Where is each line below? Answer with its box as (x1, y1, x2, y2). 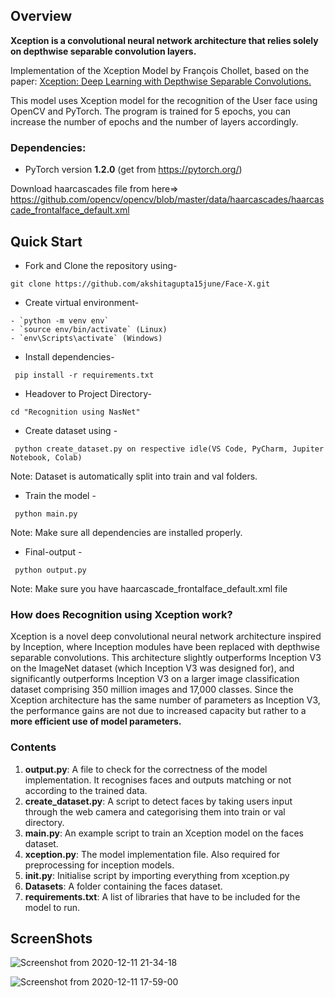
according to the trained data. (24, 784, 148, 796)
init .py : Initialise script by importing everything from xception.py (24, 869, 290, 881)
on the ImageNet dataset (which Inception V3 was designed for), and (10, 662, 295, 674)
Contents (10, 740, 57, 754)
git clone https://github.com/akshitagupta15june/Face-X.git (10, 279, 271, 289)
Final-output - (24, 545, 83, 558)
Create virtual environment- (24, 296, 140, 308)
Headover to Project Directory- (24, 387, 153, 399)
